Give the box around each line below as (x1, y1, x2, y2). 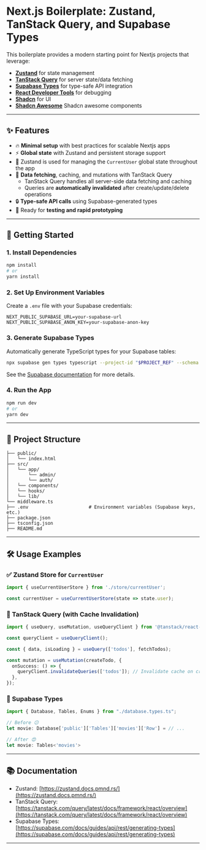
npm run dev (6, 399, 37, 406)
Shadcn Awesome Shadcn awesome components (15, 101, 142, 109)
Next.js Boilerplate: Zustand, (6, 4, 156, 18)
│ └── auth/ (6, 478, 53, 484)
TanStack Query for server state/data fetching (15, 76, 134, 83)
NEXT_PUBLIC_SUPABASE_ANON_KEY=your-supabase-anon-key (6, 320, 150, 326)
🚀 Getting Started (6, 230, 74, 240)
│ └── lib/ (6, 494, 40, 500)
